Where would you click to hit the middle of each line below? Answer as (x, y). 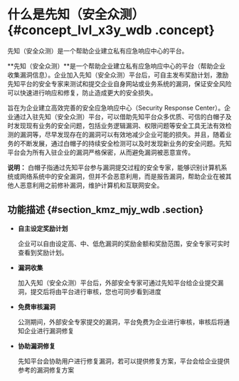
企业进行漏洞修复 (49, 330)
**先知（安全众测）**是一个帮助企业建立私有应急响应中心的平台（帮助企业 (117, 66)
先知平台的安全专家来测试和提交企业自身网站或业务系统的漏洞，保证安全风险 (119, 83)
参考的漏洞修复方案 (46, 370)
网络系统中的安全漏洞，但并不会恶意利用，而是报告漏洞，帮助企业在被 (122, 176)
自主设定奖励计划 (43, 228)
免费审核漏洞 (36, 306)
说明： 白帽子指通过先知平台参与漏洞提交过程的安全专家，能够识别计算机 (114, 167)
